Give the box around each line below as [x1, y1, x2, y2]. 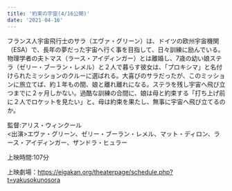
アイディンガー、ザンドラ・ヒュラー [25, 138, 128, 147]
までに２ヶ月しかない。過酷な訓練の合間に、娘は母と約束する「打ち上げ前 [12, 88, 226, 97]
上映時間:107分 [7, 153, 50, 161]
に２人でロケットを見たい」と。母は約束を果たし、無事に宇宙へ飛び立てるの [7, 97, 226, 106]
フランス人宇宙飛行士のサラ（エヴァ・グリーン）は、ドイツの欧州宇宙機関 [7, 36, 220, 45]
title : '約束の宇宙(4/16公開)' [7, 10, 90, 17]
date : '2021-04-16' [7, 17, 64, 24]
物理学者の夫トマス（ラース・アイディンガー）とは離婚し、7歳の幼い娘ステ [7, 53, 222, 63]
